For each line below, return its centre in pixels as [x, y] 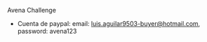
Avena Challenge [32, 10]
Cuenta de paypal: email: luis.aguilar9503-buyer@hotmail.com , [109, 23]
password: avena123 [47, 31]
